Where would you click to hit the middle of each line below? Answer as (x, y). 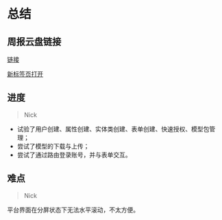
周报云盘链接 (34, 42)
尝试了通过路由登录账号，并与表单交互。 (74, 155)
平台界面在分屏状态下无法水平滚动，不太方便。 (73, 210)
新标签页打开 (25, 74)
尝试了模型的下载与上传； (53, 146)
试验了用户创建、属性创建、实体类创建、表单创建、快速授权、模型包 (113, 129)
